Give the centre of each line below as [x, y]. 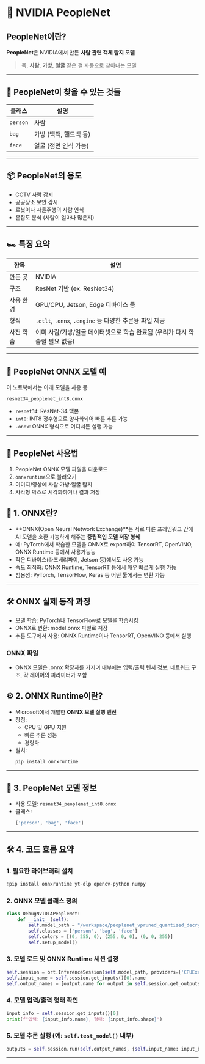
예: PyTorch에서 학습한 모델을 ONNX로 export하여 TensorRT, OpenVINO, [104, 544]
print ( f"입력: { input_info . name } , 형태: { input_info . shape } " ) [85, 1019]
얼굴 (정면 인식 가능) [62, 145]
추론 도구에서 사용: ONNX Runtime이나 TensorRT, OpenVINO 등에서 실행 [103, 636]
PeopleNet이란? [36, 36]
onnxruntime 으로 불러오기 [46, 477]
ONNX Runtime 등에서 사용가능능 [55, 552]
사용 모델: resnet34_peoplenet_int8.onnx [66, 804]
